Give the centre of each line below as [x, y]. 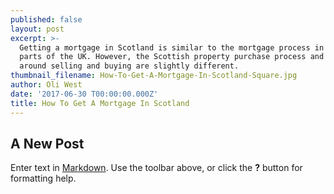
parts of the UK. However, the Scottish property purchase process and [172, 57]
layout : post [37, 29]
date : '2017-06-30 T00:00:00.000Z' [84, 94]
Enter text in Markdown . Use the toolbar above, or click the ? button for [156, 168]
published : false [46, 19]
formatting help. [43, 178]
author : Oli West [46, 85]
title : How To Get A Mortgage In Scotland [100, 103]
